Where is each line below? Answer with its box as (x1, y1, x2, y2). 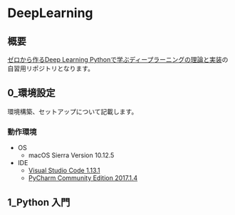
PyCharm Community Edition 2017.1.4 (28, 174, 137, 182)
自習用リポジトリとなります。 (7, 64, 95, 73)
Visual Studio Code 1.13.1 (28, 166, 100, 175)
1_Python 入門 (7, 196, 70, 208)
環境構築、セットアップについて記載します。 (7, 107, 138, 115)
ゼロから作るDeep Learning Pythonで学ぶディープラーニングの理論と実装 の (7, 56, 229, 63)
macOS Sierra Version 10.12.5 (28, 151, 115, 159)
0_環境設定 (7, 87, 56, 99)
